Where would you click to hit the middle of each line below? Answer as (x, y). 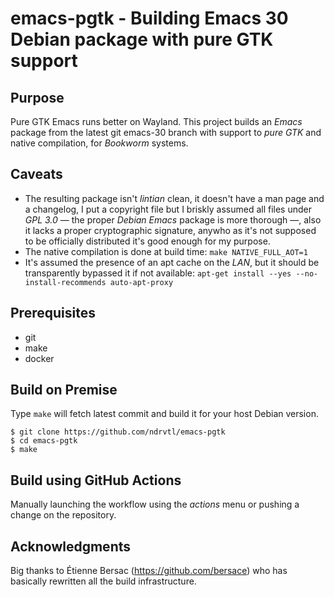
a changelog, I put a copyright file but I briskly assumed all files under (168, 209)
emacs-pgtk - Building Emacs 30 (149, 18)
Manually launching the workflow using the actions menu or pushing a (155, 504)
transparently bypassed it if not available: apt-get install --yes (158, 273)
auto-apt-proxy (141, 282)
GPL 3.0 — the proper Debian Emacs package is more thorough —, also (173, 219)
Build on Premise (64, 390)
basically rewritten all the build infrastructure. (103, 581)
